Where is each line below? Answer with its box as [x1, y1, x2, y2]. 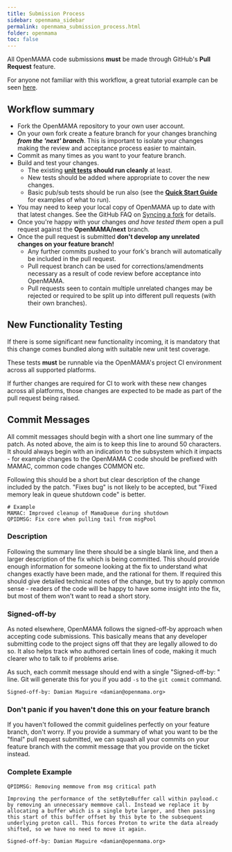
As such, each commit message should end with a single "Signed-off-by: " [7, 668, 220, 676]
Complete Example [7, 767, 73, 777]
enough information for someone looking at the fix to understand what [7, 562, 208, 570]
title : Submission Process [7, 10, 85, 17]
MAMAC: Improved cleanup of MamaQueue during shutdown [7, 510, 169, 517]
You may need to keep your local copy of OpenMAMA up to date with [17, 203, 215, 211]
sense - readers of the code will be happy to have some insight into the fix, [7, 584, 221, 592]
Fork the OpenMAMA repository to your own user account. [17, 122, 185, 130]
